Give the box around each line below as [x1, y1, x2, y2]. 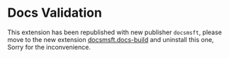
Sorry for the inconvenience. [7, 43, 91, 51]
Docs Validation [7, 5, 103, 21]
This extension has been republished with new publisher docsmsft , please [7, 28, 222, 36]
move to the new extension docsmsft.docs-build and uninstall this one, [7, 35, 214, 43]
